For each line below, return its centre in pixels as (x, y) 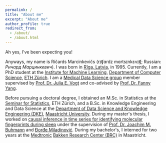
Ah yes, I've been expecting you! (39, 52)
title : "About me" (24, 14)
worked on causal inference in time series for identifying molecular (74, 119)
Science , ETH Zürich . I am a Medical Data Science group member (73, 77)
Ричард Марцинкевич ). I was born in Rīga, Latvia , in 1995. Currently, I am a (83, 67)
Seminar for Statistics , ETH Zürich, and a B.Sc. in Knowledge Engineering (80, 103)
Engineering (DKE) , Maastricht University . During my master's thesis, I (77, 113)
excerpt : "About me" (27, 19)
